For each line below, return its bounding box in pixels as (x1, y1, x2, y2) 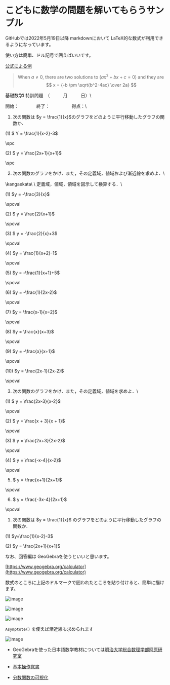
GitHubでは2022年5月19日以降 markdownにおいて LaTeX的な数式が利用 (5, 35, 155, 41)
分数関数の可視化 (12, 674, 49, 680)
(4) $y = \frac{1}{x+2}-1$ (5, 250, 57, 256)
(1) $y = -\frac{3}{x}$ (5, 191, 50, 197)
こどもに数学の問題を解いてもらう (5, 5, 147, 16)
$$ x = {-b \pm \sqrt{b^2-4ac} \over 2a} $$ (46, 82, 137, 88)
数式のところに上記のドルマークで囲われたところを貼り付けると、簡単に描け (5, 579, 164, 585)
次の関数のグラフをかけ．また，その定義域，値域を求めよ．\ (12, 388, 138, 394)
